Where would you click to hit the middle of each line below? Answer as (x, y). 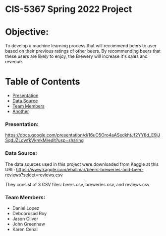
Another (21, 112)
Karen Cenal (25, 229)
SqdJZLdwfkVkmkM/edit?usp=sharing (45, 140)
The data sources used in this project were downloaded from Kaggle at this (82, 164)
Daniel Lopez (26, 208)
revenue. (14, 62)
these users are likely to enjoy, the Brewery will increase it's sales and (76, 56)
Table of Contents (43, 82)
